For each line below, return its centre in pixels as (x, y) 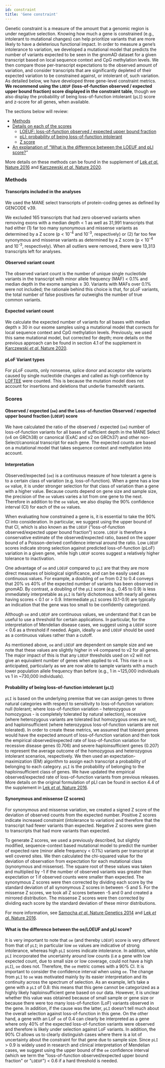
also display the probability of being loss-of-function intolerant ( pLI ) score (80, 96)
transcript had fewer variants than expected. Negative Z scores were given (81, 825)
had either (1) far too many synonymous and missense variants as (72, 228)
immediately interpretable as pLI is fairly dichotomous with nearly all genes (81, 594)
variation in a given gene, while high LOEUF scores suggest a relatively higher (82, 553)
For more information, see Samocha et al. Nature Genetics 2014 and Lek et (81, 913)
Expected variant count (29, 311)
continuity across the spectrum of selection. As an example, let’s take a (77, 982)
